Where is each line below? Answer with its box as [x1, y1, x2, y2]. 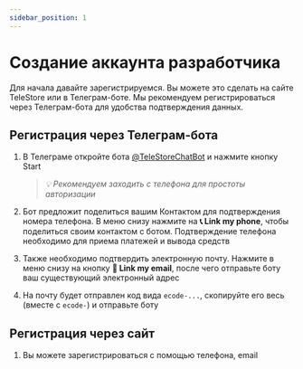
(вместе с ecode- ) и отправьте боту [22, 299, 159, 310]
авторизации [44, 189, 97, 200]
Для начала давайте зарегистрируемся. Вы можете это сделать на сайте [9, 82, 294, 93]
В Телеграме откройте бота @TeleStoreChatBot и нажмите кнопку [22, 151, 279, 163]
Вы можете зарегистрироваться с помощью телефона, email [22, 350, 259, 361]
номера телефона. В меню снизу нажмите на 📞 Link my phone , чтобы [22, 216, 289, 227]
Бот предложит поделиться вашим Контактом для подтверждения [22, 206, 280, 217]
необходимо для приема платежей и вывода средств [22, 236, 231, 247]
